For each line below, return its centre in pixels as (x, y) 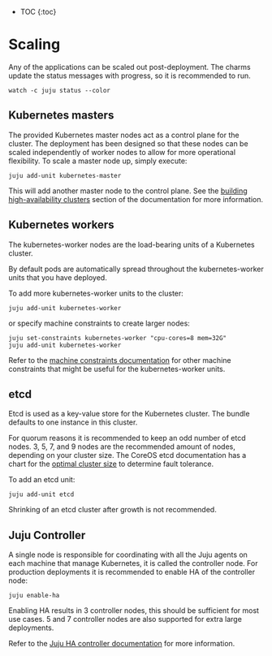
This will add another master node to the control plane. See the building (128, 191)
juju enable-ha (34, 596)
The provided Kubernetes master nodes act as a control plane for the (124, 135)
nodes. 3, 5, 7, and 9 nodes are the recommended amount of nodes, (122, 447)
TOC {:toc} (38, 12)
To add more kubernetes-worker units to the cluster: (96, 293)
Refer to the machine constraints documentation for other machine (120, 360)
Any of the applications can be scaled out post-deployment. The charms (130, 67)
